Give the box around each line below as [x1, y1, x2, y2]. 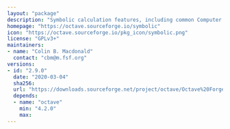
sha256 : [13, 80, 36, 87]
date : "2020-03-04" [13, 73, 69, 81]
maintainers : [7, 42, 44, 48]
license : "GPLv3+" [7, 35, 60, 42]
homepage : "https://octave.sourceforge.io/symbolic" [7, 23, 161, 29]
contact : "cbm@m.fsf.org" [13, 55, 88, 61]
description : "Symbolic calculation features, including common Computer [7, 16, 222, 23]
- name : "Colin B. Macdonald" [7, 48, 94, 55]
